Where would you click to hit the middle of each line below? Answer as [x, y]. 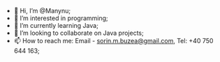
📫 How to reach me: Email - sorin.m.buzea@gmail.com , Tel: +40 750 [113, 41]
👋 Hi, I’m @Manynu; [42, 11]
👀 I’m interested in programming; [61, 18]
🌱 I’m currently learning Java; [56, 25]
